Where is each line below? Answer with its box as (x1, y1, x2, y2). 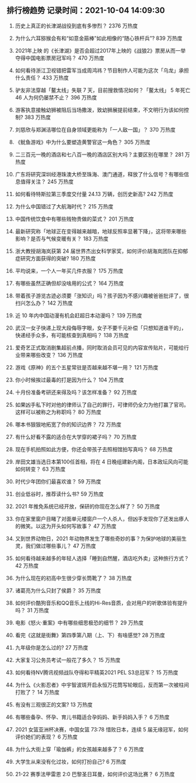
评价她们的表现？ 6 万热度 (15, 733, 78, 740)
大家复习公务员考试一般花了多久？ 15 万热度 (15, 656, 121, 663)
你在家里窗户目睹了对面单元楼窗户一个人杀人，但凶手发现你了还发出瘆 (15, 515, 184, 522)
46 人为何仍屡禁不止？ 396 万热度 (15, 94, 97, 101)
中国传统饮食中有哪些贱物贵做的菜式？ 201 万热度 (15, 215, 134, 222)
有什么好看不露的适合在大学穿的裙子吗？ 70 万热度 (15, 433, 137, 440)
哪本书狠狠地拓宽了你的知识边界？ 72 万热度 (15, 421, 122, 428)
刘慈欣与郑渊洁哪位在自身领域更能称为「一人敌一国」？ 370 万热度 (15, 126, 176, 133)
